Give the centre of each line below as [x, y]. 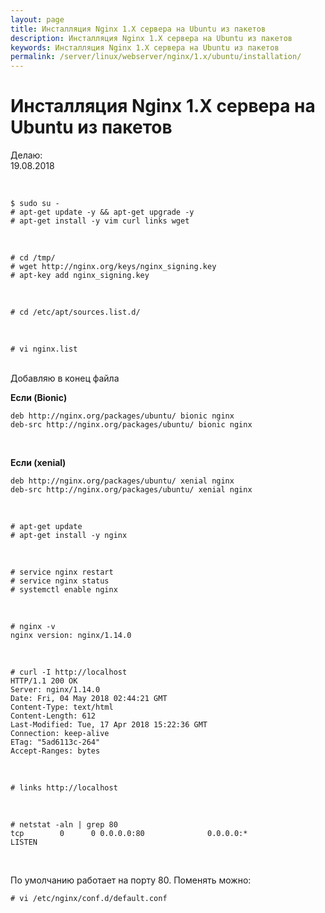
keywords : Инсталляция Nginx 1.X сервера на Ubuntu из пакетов [145, 47]
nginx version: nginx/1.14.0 [71, 636]
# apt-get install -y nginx [69, 536]
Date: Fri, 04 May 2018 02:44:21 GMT [89, 699]
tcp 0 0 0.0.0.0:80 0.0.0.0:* [129, 834]
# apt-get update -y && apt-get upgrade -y [102, 212]
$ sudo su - [35, 204]
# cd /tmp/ [33, 258]
